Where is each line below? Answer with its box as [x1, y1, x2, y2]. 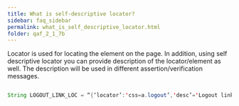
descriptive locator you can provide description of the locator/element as [7, 57, 222, 66]
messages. [7, 72, 40, 81]
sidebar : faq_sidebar [7, 17, 72, 24]
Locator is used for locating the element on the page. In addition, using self [7, 49, 228, 58]
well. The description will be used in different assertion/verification [7, 64, 203, 73]
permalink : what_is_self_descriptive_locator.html [7, 23, 161, 30]
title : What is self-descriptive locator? [7, 10, 135, 18]
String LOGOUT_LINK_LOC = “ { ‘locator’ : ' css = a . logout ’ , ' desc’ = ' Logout [7, 92, 218, 99]
